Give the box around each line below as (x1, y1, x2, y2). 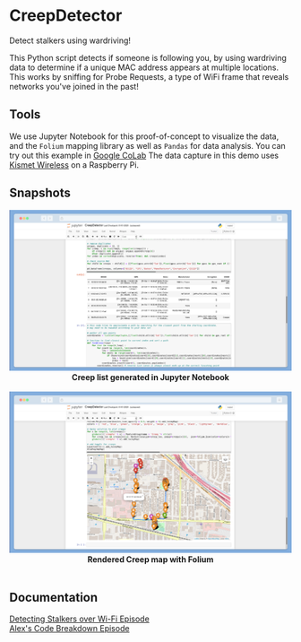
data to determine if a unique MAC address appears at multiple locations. (9, 62, 279, 73)
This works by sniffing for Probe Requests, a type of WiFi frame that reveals (9, 71, 289, 82)
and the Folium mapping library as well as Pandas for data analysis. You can (9, 140, 287, 151)
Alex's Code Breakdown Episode (9, 623, 130, 634)
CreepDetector (9, 5, 123, 26)
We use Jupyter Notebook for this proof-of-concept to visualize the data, (9, 131, 279, 142)
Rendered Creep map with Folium (87, 554, 214, 565)
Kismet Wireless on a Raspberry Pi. (9, 159, 140, 170)
